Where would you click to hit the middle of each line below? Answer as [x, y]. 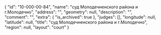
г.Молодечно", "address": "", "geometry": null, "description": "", [69, 12]
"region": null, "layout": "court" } [37, 27]
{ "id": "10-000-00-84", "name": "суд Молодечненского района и [71, 7]
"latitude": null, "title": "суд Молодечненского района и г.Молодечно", [76, 22]
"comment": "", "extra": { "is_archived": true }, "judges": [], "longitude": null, [80, 17]
